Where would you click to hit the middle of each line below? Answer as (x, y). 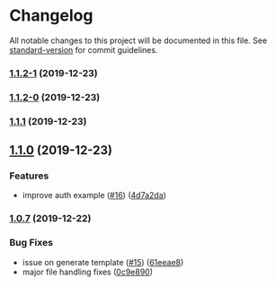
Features (29, 176)
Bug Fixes (31, 243)
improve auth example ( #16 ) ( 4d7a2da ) (94, 195)
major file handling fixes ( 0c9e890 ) (88, 272)
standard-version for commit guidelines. (84, 49)
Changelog (51, 16)
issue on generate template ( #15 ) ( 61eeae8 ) (103, 262)
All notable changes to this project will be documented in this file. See (138, 40)
